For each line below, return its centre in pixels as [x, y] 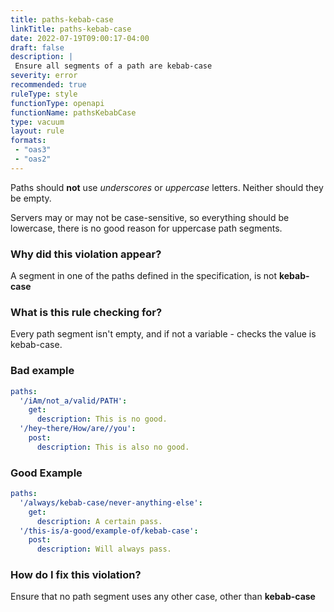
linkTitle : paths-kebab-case [71, 29]
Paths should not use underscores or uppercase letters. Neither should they [167, 187]
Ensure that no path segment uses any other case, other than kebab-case [163, 597]
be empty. [31, 198]
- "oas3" [33, 150]
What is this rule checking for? [86, 312]
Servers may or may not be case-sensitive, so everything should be [150, 217]
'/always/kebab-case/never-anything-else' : [111, 502]
